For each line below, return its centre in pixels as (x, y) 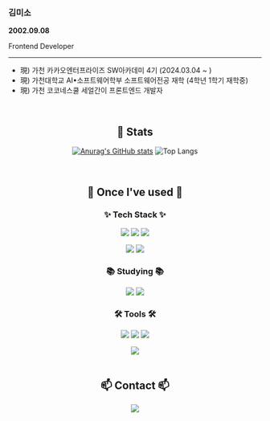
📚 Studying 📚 (135, 271)
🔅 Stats (135, 131)
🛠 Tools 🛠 (135, 314)
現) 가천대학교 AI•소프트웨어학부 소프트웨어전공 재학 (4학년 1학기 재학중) (134, 80)
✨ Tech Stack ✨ (135, 215)
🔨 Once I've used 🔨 (135, 192)
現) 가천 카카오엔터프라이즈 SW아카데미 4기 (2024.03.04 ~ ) (116, 71)
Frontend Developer (41, 47)
